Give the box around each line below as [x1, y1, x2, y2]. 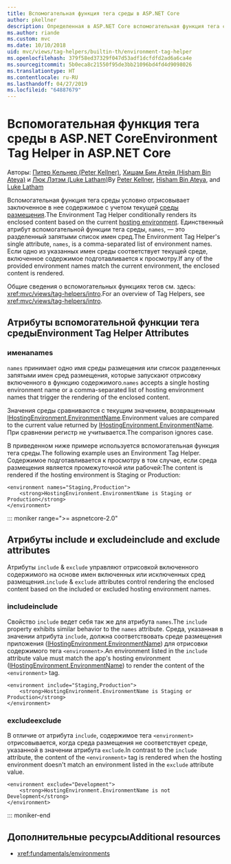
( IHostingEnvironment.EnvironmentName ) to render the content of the [7, 661, 205, 670]
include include [7, 602, 58, 611]
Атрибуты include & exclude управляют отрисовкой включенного [7, 562, 199, 571]
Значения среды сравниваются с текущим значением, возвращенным [7, 406, 215, 414]
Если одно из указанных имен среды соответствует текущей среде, [7, 247, 208, 255]
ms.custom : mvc [7, 36, 51, 43]
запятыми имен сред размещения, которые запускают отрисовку [7, 371, 201, 379]
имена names [7, 348, 54, 358]
